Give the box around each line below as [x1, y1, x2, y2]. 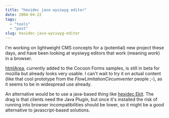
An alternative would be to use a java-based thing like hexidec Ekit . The [5, 91, 154, 97]
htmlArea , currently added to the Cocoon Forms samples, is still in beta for [5, 65, 160, 71]
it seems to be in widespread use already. [5, 81, 92, 87]
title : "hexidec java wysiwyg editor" [5, 7, 87, 13]
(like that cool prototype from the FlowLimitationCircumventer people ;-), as [5, 76, 162, 82]
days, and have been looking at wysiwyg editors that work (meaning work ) [5, 50, 160, 56]
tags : [5, 17, 17, 22]
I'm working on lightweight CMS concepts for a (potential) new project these [5, 45, 164, 50]
